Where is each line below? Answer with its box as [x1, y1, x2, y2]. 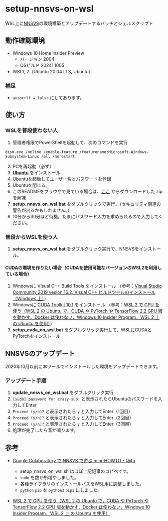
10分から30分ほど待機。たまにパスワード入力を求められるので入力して [12, 213, 159, 219]
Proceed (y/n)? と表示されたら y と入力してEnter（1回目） [12, 409, 133, 415]
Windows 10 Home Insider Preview [12, 50, 84, 56]
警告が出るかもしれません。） [12, 207, 72, 213]
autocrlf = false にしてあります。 [12, 95, 85, 101]
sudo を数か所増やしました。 [20, 475, 79, 481]
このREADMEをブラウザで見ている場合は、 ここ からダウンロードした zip [12, 188, 163, 194]
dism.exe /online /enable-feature [5, 149, 78, 155]
